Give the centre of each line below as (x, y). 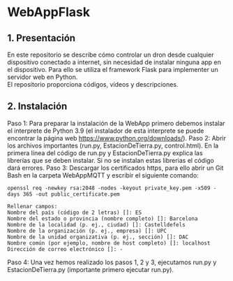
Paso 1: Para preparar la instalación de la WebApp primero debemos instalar (116, 123)
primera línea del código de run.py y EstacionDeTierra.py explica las (105, 153)
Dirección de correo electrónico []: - (65, 249)
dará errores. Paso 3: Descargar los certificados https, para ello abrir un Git (115, 168)
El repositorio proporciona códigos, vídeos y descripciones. (93, 84)
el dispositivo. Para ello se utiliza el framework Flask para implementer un (113, 70)
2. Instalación (37, 107)
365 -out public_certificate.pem (71, 194)
